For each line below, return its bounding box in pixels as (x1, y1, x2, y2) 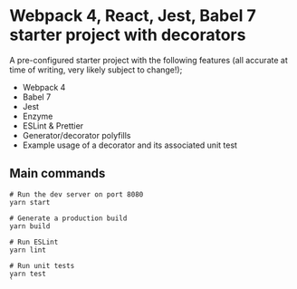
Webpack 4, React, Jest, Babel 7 (9, 5, 256, 26)
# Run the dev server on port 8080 (9, 189, 144, 199)
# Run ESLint (9, 237, 59, 246)
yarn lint (9, 246, 47, 255)
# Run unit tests (9, 261, 75, 270)
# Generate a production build (9, 214, 128, 223)
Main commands (9, 166, 106, 181)
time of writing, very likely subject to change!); (9, 64, 183, 75)
